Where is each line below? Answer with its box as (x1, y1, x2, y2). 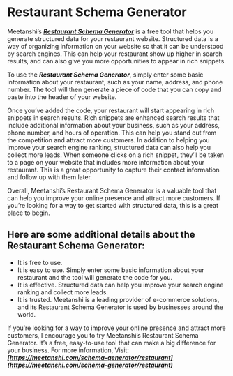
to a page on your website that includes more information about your (7, 158, 204, 166)
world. (17, 310, 36, 318)
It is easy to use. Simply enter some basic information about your (17, 266, 204, 274)
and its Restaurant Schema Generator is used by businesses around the (17, 303, 224, 311)
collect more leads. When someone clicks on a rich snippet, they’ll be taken (7, 151, 225, 159)
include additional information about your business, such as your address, (7, 121, 220, 129)
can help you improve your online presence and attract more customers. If (7, 193, 221, 202)
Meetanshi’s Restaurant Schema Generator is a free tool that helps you (7, 27, 214, 36)
